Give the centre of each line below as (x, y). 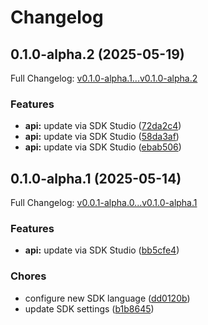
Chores (28, 276)
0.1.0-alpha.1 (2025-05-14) (96, 178)
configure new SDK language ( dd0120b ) (107, 298)
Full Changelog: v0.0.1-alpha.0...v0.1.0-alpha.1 (104, 203)
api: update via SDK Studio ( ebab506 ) (103, 147)
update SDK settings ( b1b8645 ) (89, 308)
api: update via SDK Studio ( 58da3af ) (102, 137)
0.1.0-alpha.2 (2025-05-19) (97, 54)
